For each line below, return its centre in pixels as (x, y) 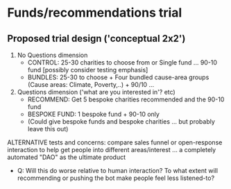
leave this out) (48, 129)
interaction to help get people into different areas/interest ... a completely (112, 150)
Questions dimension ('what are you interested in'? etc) (96, 92)
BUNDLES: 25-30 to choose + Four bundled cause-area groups (118, 77)
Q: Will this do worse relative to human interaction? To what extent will (118, 171)
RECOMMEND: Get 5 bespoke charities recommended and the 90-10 (126, 99)
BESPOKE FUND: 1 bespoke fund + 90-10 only (93, 114)
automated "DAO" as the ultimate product (67, 157)
